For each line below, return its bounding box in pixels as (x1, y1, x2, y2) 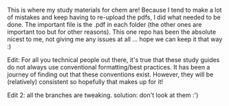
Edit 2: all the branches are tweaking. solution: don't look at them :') (7, 91, 199, 99)
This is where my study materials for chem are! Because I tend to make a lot (7, 6, 222, 14)
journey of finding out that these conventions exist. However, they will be (7, 70, 214, 78)
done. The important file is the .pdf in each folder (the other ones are (7, 21, 202, 28)
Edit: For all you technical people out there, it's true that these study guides (7, 56, 220, 64)
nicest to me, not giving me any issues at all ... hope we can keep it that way (7, 35, 223, 43)
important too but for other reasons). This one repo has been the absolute (7, 28, 217, 36)
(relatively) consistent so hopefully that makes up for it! (7, 78, 164, 85)
